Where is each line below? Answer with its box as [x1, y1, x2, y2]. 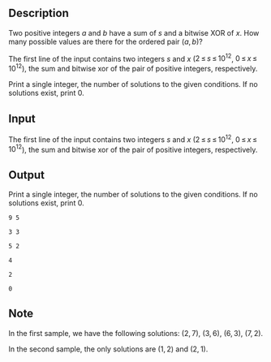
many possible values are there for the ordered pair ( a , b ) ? [8, 37, 203, 46]
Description [8, 6, 69, 20]
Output [8, 168, 45, 182]
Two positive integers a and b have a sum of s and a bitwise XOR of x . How [8, 28, 260, 37]
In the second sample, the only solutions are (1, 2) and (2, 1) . [8, 344, 209, 354]
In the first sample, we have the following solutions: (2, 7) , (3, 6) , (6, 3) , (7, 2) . [8, 328, 264, 338]
